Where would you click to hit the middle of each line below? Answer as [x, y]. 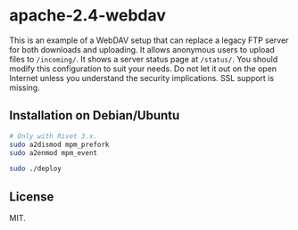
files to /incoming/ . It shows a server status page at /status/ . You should [144, 59]
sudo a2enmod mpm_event [54, 152]
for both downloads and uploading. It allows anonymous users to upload [142, 49]
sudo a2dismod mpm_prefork [59, 144]
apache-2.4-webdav [88, 16]
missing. [25, 87]
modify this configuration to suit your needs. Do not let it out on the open [143, 69]
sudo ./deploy [36, 169]
